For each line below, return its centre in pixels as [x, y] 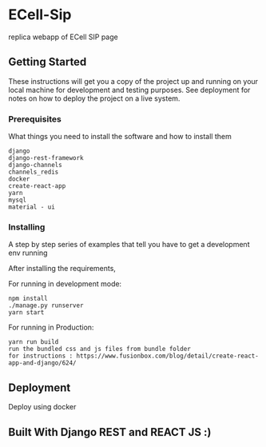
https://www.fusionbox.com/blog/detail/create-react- [168, 356]
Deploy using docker [42, 407]
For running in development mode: [65, 284]
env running [28, 253]
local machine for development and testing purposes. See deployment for [129, 90]
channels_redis [34, 172]
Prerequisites [35, 119]
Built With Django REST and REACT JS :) [110, 432]
